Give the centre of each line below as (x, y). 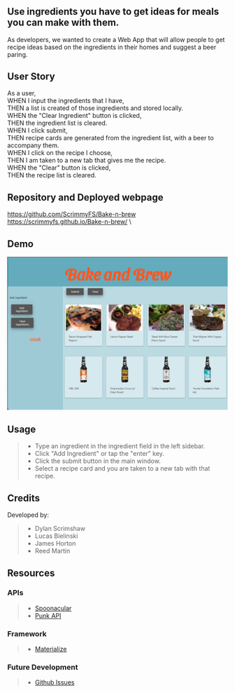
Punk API (48, 615)
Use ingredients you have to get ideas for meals (113, 12)
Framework (27, 633)
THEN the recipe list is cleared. (52, 175)
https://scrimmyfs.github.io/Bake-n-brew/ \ (69, 222)
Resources (31, 573)
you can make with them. (63, 23)
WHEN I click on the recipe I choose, (60, 153)
